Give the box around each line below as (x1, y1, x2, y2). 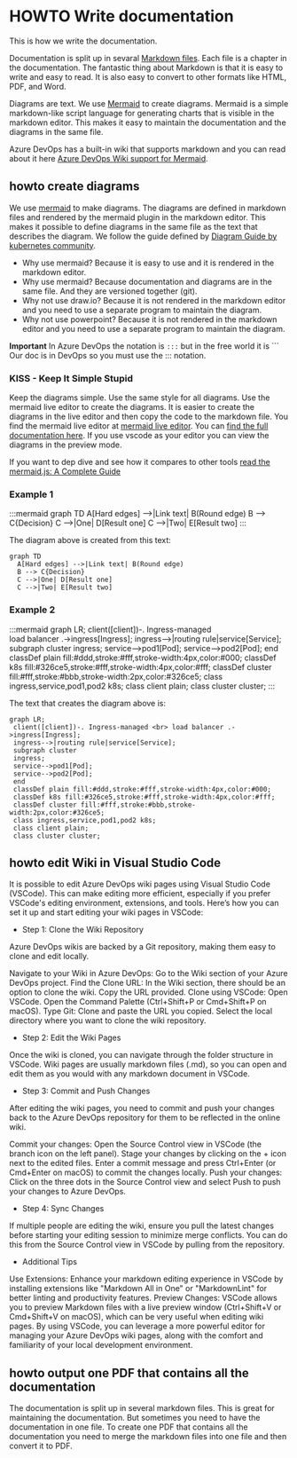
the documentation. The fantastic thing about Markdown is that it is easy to (9, 62, 284, 73)
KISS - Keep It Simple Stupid (9, 372, 134, 384)
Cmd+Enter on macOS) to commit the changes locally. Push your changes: (9, 1167, 283, 1178)
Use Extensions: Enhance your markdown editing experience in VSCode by (9, 1273, 284, 1284)
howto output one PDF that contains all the (9, 1365, 250, 1381)
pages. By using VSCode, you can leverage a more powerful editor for (9, 1320, 266, 1332)
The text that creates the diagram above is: (9, 697, 167, 708)
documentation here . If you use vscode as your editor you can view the (9, 430, 270, 441)
